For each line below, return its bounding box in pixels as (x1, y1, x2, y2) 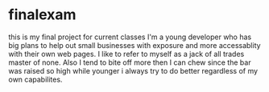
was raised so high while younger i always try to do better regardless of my (8, 66, 259, 75)
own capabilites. (8, 74, 63, 84)
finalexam (8, 6, 77, 24)
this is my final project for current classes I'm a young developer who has (8, 32, 252, 42)
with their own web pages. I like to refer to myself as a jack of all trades (8, 49, 245, 58)
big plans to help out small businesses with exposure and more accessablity (8, 40, 261, 50)
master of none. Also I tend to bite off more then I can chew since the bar (8, 58, 251, 67)
